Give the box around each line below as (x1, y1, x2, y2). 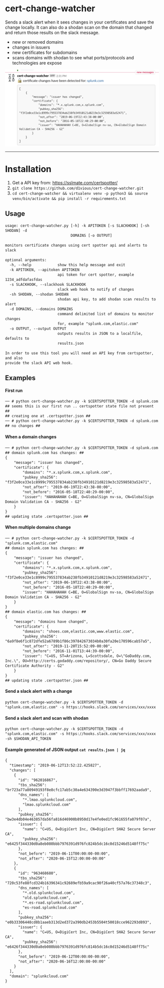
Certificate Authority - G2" (5, 663, 64, 668)
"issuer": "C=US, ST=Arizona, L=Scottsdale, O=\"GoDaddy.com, (22, 653, 152, 659)
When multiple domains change (5, 524, 71, 530)
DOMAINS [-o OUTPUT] (70, 233, 112, 238)
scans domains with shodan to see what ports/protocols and (12, 54, 134, 60)
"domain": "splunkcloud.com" (9, 974, 69, 979)
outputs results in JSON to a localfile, (57, 331, 143, 336)
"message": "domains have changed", (14, 619, 89, 624)
